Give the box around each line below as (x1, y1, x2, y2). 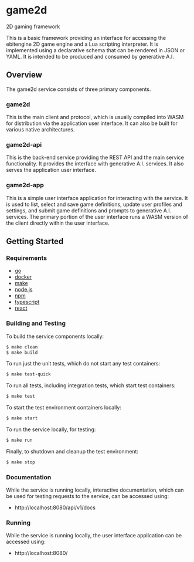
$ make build (6, 350, 38, 356)
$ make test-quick (6, 371, 51, 377)
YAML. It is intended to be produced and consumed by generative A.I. (6, 53, 175, 60)
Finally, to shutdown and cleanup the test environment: (6, 448, 139, 455)
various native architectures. (6, 126, 75, 133)
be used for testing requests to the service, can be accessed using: (6, 493, 169, 500)
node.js (14, 286, 33, 293)
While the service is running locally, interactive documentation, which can (6, 486, 184, 493)
